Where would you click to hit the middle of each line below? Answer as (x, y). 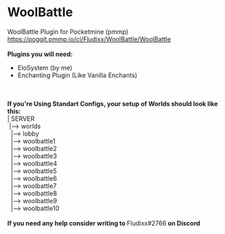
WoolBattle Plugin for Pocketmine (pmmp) (68, 32)
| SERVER (21, 118)
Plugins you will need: (40, 54)
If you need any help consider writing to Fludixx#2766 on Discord (104, 223)
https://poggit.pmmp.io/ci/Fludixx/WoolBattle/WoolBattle (89, 39)
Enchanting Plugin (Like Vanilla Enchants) (77, 75)
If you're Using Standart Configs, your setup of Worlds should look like (112, 103)
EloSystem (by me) (45, 67)
